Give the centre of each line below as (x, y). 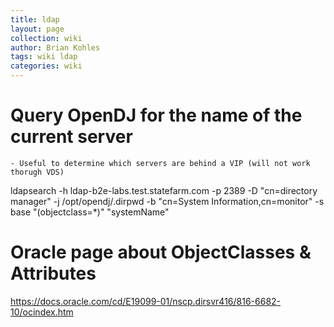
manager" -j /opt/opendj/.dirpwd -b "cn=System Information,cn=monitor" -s (167, 201)
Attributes (53, 273)
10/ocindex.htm (42, 312)
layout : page (37, 29)
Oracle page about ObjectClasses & (161, 252)
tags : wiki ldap (44, 57)
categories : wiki (46, 66)
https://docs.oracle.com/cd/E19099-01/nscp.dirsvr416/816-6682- (146, 301)
